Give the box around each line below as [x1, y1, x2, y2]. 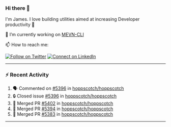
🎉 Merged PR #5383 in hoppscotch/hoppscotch [12, 111, 113, 117]
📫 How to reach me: [5, 42, 49, 48]
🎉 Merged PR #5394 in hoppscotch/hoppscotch [12, 106, 113, 112]
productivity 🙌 [5, 21, 35, 28]
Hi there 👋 [5, 5, 31, 12]
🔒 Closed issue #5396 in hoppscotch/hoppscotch [12, 93, 117, 99]
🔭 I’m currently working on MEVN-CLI [5, 32, 84, 38]
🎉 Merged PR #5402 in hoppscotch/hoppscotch [12, 100, 113, 106]
